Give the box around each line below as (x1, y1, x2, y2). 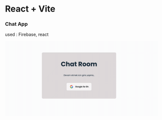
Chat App (5, 21, 28, 28)
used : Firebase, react (5, 31, 49, 37)
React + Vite (5, 3, 56, 15)
